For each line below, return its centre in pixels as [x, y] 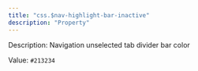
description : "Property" [49, 23]
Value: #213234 [32, 60]
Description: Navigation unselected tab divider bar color [99, 44]
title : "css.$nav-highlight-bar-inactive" [79, 15]
